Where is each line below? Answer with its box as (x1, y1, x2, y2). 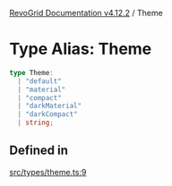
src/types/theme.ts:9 (9, 166, 87, 177)
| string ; (17, 118, 54, 128)
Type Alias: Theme (9, 39, 152, 59)
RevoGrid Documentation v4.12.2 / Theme (9, 8, 163, 18)
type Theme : (9, 68, 54, 77)
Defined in (9, 143, 69, 158)
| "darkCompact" (17, 110, 78, 119)
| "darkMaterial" (17, 102, 82, 111)
